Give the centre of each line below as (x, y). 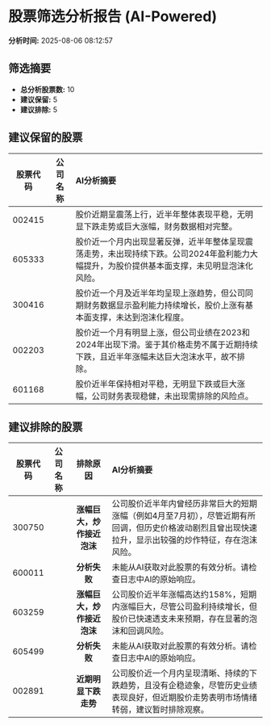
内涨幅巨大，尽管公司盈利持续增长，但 (185, 606)
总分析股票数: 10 (47, 89)
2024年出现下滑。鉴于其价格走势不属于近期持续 (167, 344)
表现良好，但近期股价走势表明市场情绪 (185, 698)
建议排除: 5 (39, 109)
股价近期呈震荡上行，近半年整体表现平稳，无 (161, 214)
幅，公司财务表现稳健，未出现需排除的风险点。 (165, 396)
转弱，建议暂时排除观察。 (161, 710)
